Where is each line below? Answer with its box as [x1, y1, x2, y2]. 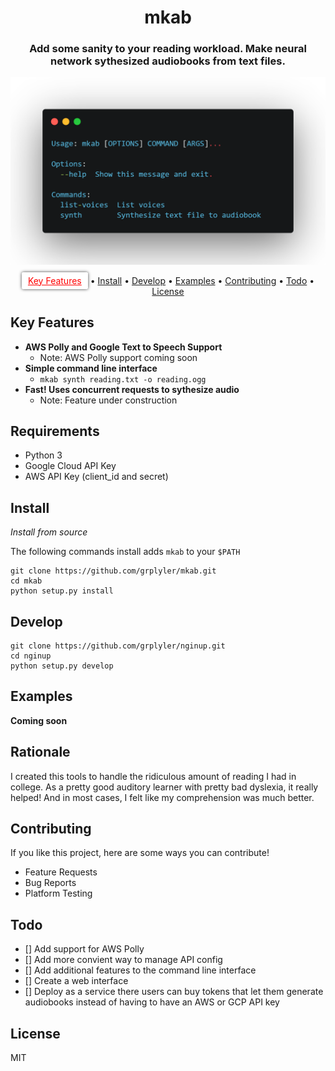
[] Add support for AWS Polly [24, 943, 145, 955]
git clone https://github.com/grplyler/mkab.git [10, 566, 217, 576]
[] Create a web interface [24, 975, 129, 987]
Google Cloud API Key [24, 460, 117, 472]
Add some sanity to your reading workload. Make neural [29, 42, 307, 56]
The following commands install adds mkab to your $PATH [10, 546, 241, 558]
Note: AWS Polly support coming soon [39, 351, 198, 363]
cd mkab [10, 576, 43, 586]
